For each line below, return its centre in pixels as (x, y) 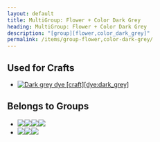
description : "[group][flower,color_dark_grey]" (79, 33)
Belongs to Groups (48, 106)
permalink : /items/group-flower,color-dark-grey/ (80, 40)
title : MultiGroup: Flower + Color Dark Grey (74, 20)
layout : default (30, 14)
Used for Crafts (41, 68)
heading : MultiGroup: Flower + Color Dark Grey (77, 26)
